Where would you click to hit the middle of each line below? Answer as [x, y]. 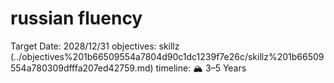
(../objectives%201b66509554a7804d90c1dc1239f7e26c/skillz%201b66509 [167, 56]
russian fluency [76, 18]
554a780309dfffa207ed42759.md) [82, 68]
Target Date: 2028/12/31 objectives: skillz [95, 46]
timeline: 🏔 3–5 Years [201, 68]
